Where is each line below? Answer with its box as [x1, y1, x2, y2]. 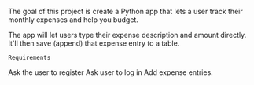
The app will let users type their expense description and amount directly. [8, 31, 247, 39]
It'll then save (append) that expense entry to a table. [8, 39, 180, 48]
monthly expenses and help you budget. [8, 15, 139, 24]
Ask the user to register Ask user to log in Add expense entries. [8, 68, 214, 77]
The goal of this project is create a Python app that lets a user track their [8, 7, 243, 16]
